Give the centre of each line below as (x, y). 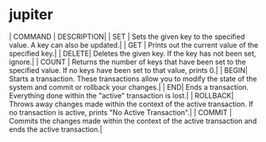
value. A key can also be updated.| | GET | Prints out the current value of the (134, 44)
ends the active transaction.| (56, 129)
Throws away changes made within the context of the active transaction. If (131, 104)
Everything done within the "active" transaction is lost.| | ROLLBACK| (121, 95)
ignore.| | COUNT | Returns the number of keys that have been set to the (127, 62)
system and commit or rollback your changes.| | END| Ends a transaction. (129, 87)
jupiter (31, 15)
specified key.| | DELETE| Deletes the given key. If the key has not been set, (133, 53)
